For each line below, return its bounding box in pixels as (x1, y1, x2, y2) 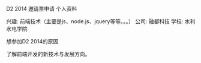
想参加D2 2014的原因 (6, 38, 59, 45)
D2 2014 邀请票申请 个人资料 (6, 5, 77, 12)
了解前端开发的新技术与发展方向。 (6, 51, 91, 58)
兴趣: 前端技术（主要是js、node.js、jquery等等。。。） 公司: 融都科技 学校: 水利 (6, 18, 196, 25)
